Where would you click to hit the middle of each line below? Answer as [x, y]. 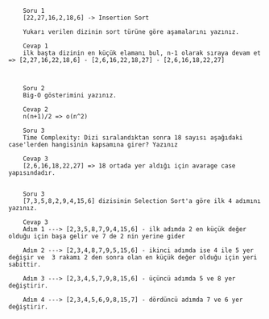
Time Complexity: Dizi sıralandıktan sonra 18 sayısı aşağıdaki [133, 138]
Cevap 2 [35, 110]
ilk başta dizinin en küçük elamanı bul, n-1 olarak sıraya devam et [142, 53]
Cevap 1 [35, 46]
